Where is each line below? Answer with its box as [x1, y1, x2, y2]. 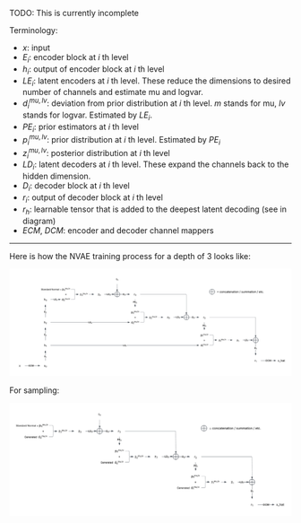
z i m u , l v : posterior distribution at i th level [21, 145, 170, 161]
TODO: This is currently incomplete [9, 8, 139, 18]
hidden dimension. [21, 170, 91, 182]
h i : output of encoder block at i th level [21, 63, 165, 76]
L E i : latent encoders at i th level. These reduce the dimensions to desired [21, 75, 291, 88]
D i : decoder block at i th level [21, 180, 130, 193]
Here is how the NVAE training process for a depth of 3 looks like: [9, 250, 251, 261]
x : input [21, 42, 51, 53]
